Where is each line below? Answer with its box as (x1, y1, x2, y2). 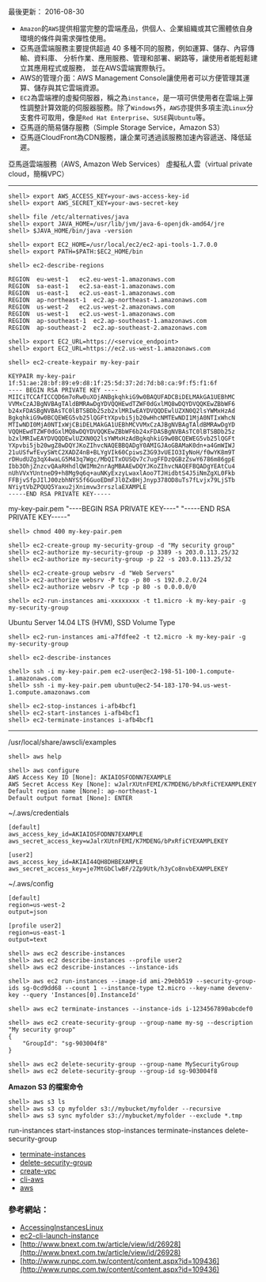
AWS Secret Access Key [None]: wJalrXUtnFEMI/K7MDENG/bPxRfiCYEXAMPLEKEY (8, 780, 257, 788)
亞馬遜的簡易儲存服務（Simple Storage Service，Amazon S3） (19, 123, 224, 132)
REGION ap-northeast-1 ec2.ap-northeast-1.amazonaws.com (8, 296, 207, 304)
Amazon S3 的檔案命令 (8, 1083, 84, 1091)
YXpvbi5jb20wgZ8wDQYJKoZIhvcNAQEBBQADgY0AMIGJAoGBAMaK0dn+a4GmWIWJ (8, 442, 236, 449)
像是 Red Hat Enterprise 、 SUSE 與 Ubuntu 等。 (68, 113, 210, 122)
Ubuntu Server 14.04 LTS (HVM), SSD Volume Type (8, 618, 176, 627)
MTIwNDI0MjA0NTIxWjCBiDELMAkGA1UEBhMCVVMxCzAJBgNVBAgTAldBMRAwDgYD (8, 421, 236, 429)
